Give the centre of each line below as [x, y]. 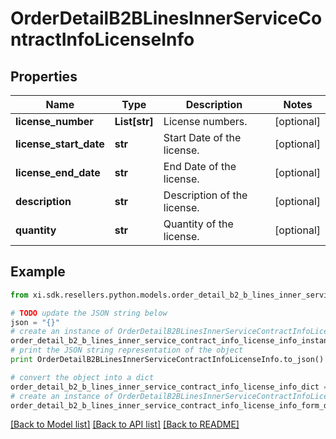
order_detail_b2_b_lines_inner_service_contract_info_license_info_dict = [169, 387]
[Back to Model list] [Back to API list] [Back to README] [125, 424]
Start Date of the [202, 137]
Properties [44, 76]
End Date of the [200, 166]
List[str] [134, 121]
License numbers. [205, 121]
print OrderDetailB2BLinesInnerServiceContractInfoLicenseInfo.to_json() [167, 360]
